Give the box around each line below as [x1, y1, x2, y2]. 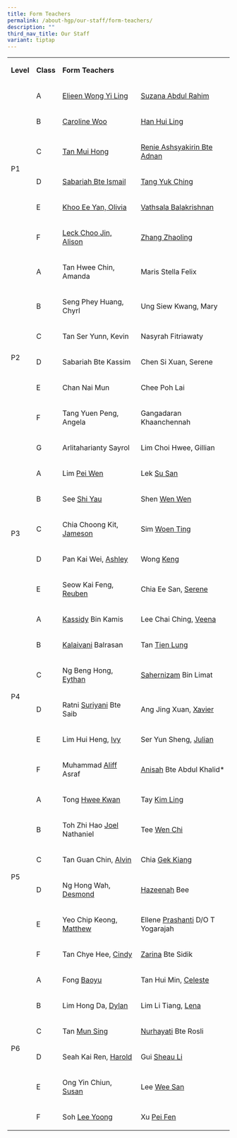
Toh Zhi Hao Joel [62, 820, 119, 830]
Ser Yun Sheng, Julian [140, 735, 214, 745]
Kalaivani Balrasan [62, 640, 123, 650]
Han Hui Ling [140, 117, 183, 127]
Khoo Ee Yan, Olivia [62, 202, 127, 212]
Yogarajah [140, 924, 174, 934]
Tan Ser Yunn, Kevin [62, 332, 129, 342]
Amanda [62, 272, 90, 281]
